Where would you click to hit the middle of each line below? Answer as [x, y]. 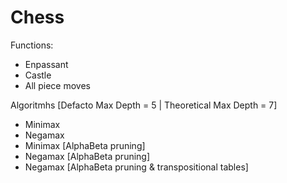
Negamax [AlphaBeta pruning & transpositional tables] [136, 167]
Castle [38, 75]
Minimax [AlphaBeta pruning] [85, 145]
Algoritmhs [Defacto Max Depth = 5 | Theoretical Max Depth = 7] [144, 105]
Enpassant [46, 64]
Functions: [32, 45]
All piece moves [57, 85]
